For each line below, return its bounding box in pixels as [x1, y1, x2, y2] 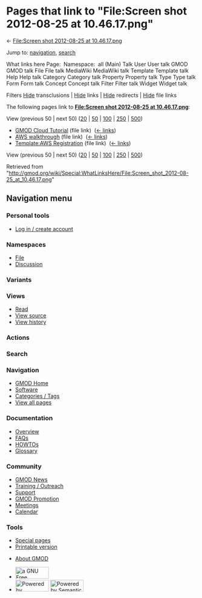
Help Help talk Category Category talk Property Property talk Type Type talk [6, 73, 196, 80]
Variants [6, 275, 32, 284]
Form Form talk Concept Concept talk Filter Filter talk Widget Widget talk [6, 80, 187, 87]
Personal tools [6, 212, 50, 220]
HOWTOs [15, 440, 39, 448]
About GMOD [15, 555, 49, 562]
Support [15, 489, 36, 496]
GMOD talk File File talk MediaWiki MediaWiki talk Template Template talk [6, 67, 189, 74]
